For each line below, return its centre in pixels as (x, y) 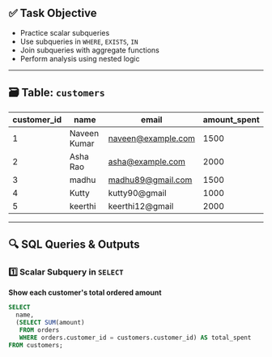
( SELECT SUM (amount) (50, 323)
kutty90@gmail (138, 193)
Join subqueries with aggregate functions (89, 50)
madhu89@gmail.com (150, 180)
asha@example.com (147, 161)
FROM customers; (36, 345)
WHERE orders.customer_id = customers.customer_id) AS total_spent (135, 338)
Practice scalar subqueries (65, 32)
